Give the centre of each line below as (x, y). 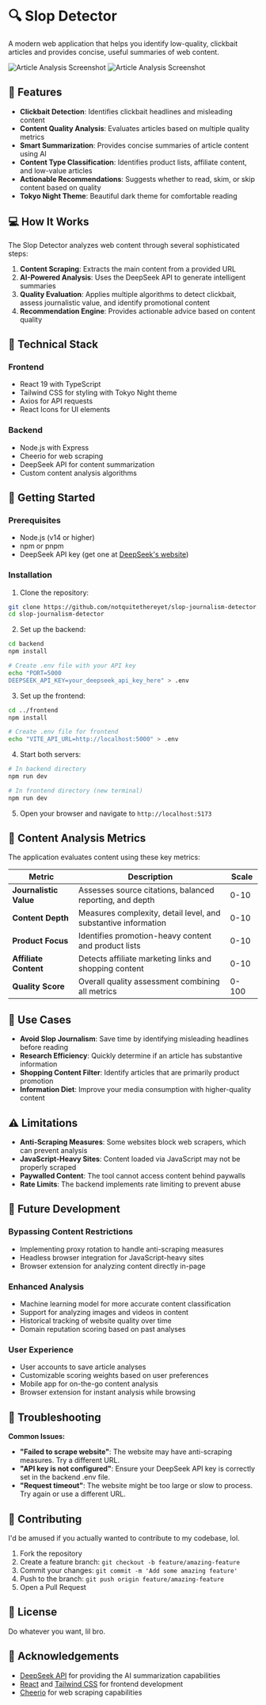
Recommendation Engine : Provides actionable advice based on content (137, 311)
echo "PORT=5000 (35, 673)
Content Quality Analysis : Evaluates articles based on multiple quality (134, 128)
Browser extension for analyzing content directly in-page (112, 1266)
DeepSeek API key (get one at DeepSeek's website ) (104, 554)
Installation (30, 575)
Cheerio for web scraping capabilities (81, 1692)
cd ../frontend (33, 710)
